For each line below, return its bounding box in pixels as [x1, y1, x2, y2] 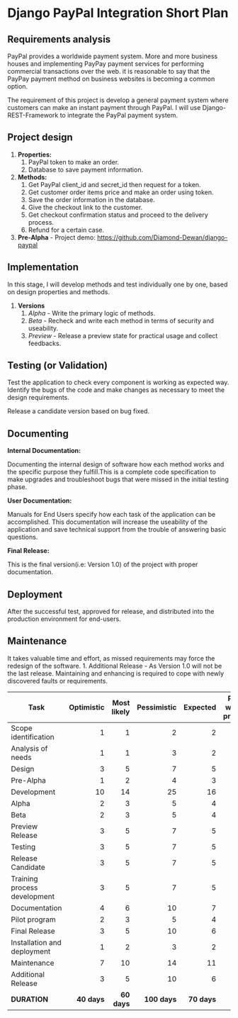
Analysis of [11, 743, 48, 753]
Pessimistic [137, 702, 177, 712]
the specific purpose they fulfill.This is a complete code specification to [7, 468, 216, 476]
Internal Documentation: [7, 447, 81, 455]
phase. [7, 483, 28, 491]
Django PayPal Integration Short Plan [7, 5, 229, 21]
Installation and [11, 937, 62, 947]
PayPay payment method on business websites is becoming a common [7, 74, 215, 83]
